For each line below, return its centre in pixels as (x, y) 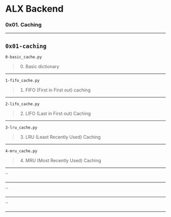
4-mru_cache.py (21, 151)
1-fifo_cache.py (22, 81)
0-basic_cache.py (24, 57)
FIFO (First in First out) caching (58, 90)
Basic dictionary (42, 67)
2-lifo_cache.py (22, 104)
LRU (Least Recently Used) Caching (63, 137)
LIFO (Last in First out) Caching (58, 114)
